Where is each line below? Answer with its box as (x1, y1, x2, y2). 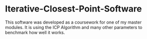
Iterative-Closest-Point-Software (5, 3, 142, 14)
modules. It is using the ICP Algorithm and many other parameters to (5, 24, 143, 30)
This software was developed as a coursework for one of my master (5, 19, 142, 25)
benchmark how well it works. (5, 29, 65, 35)
